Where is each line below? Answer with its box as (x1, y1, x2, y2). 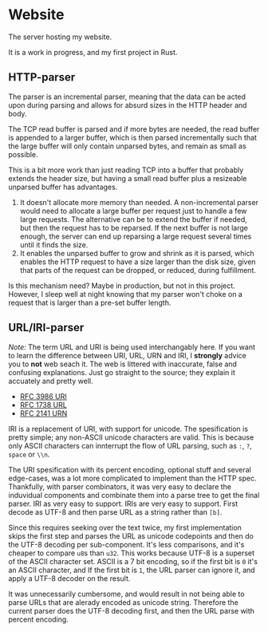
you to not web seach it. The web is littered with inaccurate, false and (8, 359, 238, 369)
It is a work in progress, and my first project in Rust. (8, 47, 178, 57)
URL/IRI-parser (8, 321, 85, 334)
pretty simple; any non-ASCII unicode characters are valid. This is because (8, 433, 254, 442)
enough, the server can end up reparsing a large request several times (19, 231, 252, 241)
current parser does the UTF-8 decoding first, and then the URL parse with (8, 606, 255, 615)
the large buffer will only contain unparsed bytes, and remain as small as (8, 141, 246, 151)
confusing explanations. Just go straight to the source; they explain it (8, 367, 235, 377)
